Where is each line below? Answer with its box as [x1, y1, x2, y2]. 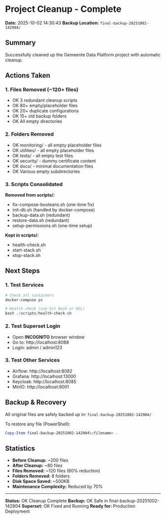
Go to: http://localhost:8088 [12, 339, 69, 345]
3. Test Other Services [5, 357, 60, 363]
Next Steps [5, 266, 40, 275]
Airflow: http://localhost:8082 [12, 368, 73, 374]
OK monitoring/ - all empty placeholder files [12, 142, 102, 148]
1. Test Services [5, 281, 44, 288]
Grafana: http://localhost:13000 [12, 373, 77, 379]
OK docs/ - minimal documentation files [12, 163, 93, 169]
